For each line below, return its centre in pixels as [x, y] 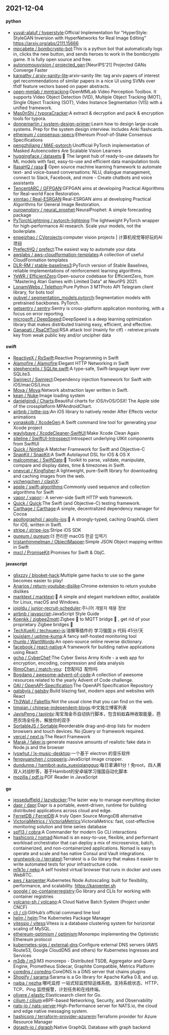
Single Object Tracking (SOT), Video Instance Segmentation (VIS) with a [88, 102]
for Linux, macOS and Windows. [46, 602]
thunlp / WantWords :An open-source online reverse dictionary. [78, 642]
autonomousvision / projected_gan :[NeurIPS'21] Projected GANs [79, 65]
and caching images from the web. [49, 476]
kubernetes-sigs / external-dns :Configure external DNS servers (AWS [85, 945]
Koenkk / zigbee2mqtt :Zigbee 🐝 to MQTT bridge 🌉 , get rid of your [81, 619]
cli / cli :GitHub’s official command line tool [56, 913]
